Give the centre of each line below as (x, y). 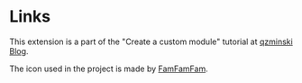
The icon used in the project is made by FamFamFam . (109, 69)
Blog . (19, 51)
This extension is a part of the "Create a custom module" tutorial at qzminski (151, 41)
